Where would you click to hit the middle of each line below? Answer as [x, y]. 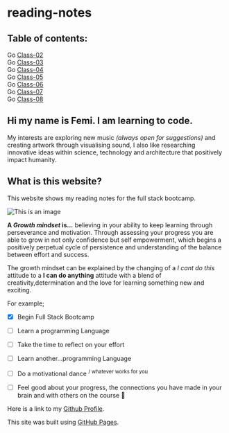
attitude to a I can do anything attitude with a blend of [84, 275]
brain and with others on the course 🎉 [71, 395]
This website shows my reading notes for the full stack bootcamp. [102, 198]
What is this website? [54, 182]
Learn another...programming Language [74, 358]
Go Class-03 [25, 62]
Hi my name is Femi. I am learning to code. [100, 121]
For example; [26, 303]
